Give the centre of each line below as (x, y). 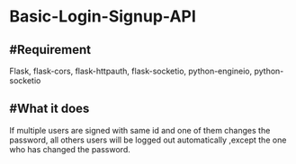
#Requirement (50, 50)
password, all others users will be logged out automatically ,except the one (148, 140)
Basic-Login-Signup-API (103, 17)
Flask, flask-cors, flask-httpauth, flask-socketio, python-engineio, (131, 71)
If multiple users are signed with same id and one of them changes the (140, 130)
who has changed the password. (70, 149)
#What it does (49, 109)
